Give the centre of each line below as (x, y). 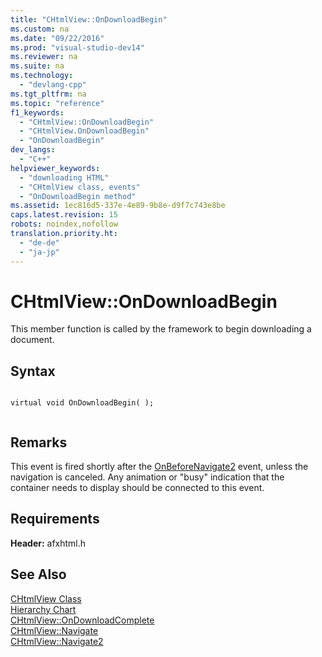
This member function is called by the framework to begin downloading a (161, 329)
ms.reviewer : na (44, 57)
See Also (38, 574)
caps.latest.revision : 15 (64, 215)
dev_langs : (33, 150)
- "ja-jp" (39, 252)
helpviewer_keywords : (55, 168)
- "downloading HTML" (64, 177)
